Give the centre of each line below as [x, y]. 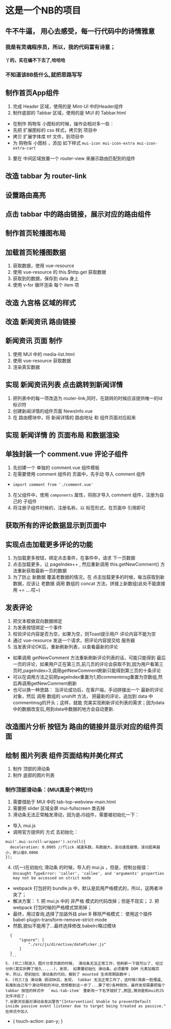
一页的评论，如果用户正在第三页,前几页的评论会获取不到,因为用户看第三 [88, 664]
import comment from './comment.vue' [53, 484]
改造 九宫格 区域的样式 [40, 303]
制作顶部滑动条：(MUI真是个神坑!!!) [49, 790]
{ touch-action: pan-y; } [38, 1021]
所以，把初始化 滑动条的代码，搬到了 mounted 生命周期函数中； [72, 975]
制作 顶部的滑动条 [31, 769]
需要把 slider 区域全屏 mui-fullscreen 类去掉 [59, 808]
